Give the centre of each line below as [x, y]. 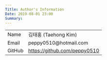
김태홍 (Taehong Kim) [53, 35]
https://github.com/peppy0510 [64, 51]
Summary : [14, 18]
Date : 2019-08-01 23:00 [29, 14]
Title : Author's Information [35, 9]
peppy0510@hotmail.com [58, 43]
